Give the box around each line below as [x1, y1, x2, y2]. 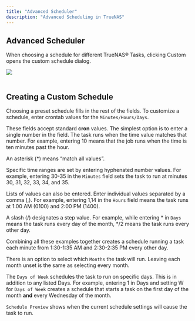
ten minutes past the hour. [6, 144, 69, 151]
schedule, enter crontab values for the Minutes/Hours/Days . [6, 114, 149, 121]
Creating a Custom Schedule [6, 92, 113, 102]
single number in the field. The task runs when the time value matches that [6, 131, 187, 138]
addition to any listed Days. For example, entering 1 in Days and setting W [6, 279, 184, 286]
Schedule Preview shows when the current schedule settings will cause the [6, 303, 187, 310]
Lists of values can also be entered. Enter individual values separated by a [6, 190, 186, 197]
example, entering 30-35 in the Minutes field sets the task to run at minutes [6, 173, 188, 180]
